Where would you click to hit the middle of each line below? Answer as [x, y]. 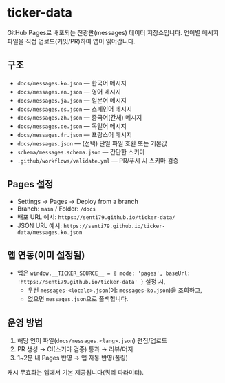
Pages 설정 [30, 184]
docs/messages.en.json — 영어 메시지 [69, 92]
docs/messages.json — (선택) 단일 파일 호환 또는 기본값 [92, 143]
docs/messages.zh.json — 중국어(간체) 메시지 [79, 117]
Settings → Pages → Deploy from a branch [78, 201]
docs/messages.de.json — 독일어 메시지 [72, 126]
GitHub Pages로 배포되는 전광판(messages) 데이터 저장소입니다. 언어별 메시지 [113, 32]
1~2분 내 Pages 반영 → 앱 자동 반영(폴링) [73, 358]
